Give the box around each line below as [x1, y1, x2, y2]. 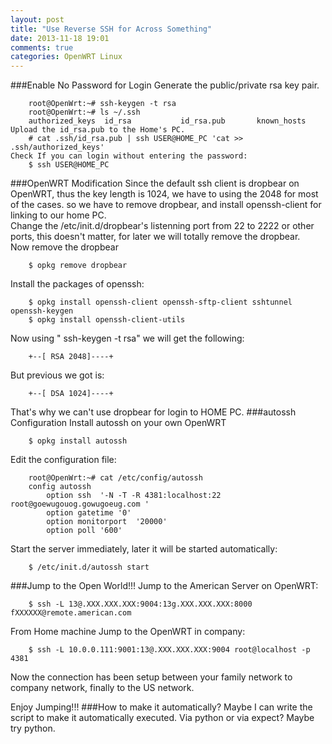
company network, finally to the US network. [10, 682, 195, 694]
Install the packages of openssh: [10, 278, 145, 290]
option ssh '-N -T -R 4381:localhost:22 [46, 491, 222, 501]
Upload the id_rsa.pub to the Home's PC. [10, 125, 186, 135]
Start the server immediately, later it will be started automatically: [10, 543, 278, 555]
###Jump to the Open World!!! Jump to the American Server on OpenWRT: [10, 580, 319, 592]
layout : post [10, 14, 65, 25]
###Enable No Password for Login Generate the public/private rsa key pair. [10, 79, 320, 91]
